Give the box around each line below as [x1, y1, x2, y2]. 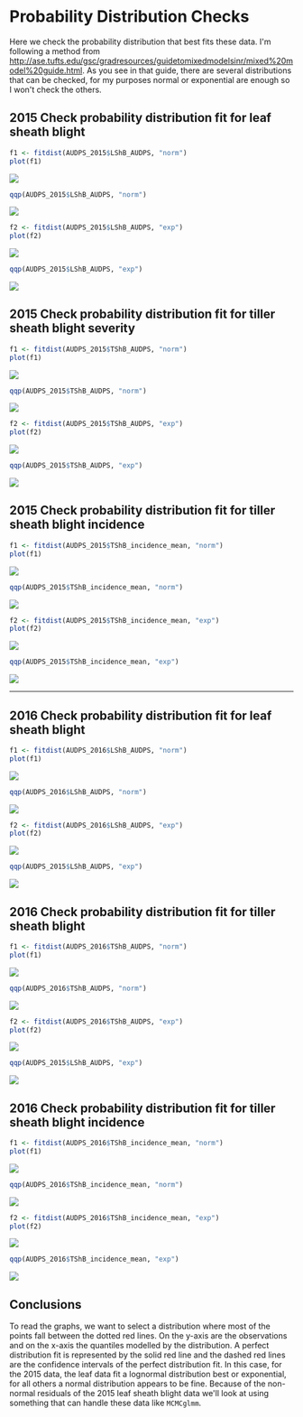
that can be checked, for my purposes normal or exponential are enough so [9, 74, 290, 85]
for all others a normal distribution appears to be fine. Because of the [9, 1378, 266, 1389]
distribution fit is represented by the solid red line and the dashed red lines [9, 1349, 286, 1360]
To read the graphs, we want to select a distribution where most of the [9, 1320, 271, 1332]
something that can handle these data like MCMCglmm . [9, 1397, 202, 1409]
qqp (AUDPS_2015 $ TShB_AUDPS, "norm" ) [9, 386, 147, 395]
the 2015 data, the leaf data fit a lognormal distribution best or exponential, [9, 1369, 287, 1380]
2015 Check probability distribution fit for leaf [9, 110, 272, 125]
